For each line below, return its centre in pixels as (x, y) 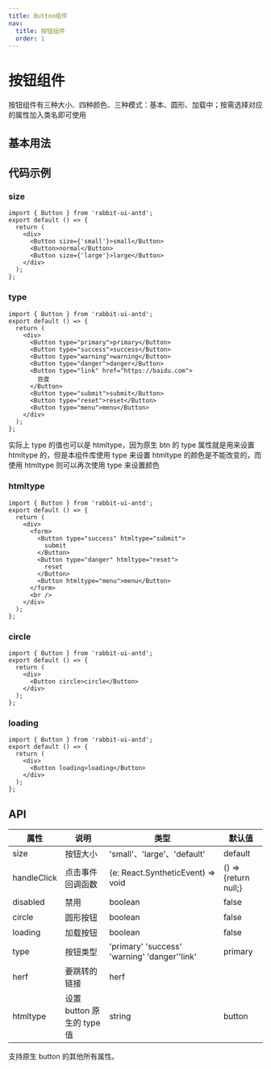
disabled (29, 902)
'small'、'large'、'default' (157, 854)
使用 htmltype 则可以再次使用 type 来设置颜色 (84, 465)
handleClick (35, 878)
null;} (233, 888)
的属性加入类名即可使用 (47, 115)
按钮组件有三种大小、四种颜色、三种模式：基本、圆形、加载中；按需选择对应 (135, 105)
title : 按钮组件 (41, 31)
